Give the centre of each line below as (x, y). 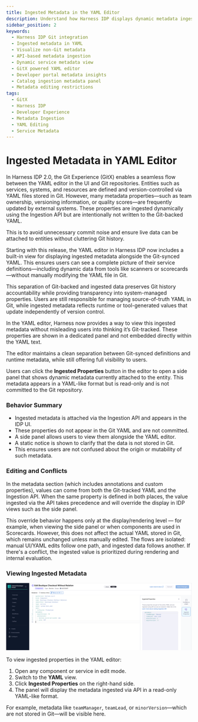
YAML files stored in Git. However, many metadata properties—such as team (99, 196)
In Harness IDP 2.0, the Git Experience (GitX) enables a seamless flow (91, 177)
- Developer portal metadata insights (59, 75)
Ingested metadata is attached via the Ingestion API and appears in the (100, 418)
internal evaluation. (29, 558)
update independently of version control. (56, 312)
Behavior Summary (34, 406)
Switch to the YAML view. (46, 677)
